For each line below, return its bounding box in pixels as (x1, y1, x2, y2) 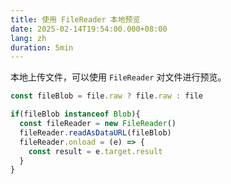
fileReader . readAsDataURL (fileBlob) (19, 127, 172, 138)
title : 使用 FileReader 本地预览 (10, 14, 141, 25)
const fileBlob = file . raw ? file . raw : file (10, 91, 203, 101)
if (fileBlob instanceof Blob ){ (10, 109, 141, 120)
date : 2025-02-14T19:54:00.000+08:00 (10, 24, 168, 34)
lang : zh (10, 33, 47, 43)
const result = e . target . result (28, 146, 163, 156)
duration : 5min (10, 42, 74, 53)
